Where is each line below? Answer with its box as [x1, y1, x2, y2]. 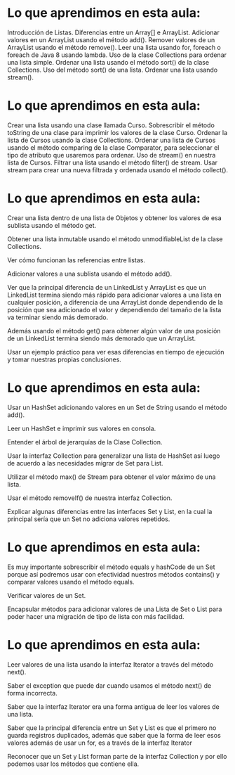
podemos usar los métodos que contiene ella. [7, 760, 140, 768]
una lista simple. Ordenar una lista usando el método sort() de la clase [7, 58, 209, 66]
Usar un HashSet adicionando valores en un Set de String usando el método [7, 403, 227, 411]
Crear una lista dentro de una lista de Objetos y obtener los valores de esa [7, 213, 222, 222]
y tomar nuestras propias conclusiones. [7, 355, 121, 364]
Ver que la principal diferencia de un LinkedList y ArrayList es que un [7, 283, 207, 291]
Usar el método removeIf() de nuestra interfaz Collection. [7, 494, 173, 502]
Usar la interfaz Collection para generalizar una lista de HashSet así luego [7, 451, 220, 460]
